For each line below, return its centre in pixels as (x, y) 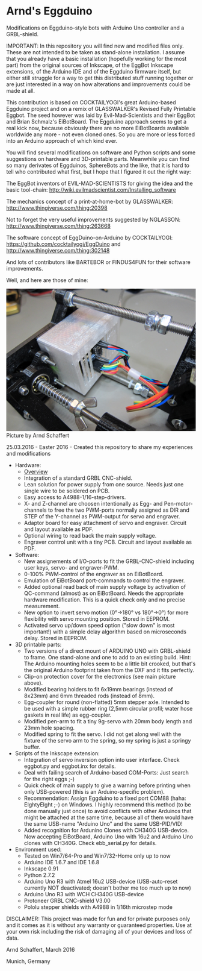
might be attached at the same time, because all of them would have (109, 817)
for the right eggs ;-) (49, 779)
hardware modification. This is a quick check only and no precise (104, 599)
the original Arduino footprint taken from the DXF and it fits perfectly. (109, 670)
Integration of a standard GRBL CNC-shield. (78, 478)
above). (33, 683)
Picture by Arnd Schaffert (38, 435)
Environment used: (38, 849)
